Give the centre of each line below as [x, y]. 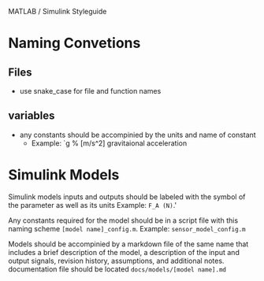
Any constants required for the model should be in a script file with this [123, 220]
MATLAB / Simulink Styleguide [58, 11]
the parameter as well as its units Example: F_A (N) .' [93, 205]
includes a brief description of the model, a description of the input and [124, 252]
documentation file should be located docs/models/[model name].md [117, 269]
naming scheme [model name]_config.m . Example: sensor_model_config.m [127, 228]
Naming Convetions [74, 43]
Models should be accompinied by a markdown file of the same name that [128, 244]
